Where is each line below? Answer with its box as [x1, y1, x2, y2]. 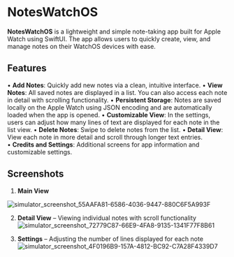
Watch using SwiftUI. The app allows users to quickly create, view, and [7, 34, 211, 43]
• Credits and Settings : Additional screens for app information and [7, 140, 200, 149]
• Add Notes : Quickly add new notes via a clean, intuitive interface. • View [7, 81, 223, 89]
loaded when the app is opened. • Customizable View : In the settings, [7, 110, 211, 119]
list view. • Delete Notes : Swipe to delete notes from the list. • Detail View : [7, 125, 224, 133]
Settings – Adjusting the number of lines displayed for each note [17, 235, 204, 243]
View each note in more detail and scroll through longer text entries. [7, 133, 203, 141]
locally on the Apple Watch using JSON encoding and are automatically [7, 103, 212, 112]
